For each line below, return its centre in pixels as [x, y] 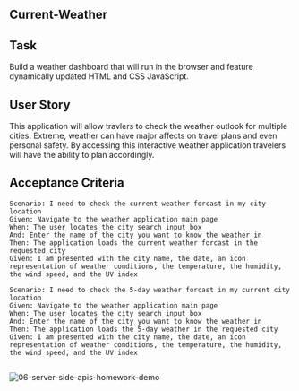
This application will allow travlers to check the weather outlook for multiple [149, 126]
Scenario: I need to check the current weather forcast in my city [138, 204]
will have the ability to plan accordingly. [82, 155]
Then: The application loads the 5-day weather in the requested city [144, 329]
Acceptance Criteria [67, 183]
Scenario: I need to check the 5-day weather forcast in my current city [150, 290]
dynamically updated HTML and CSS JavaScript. [99, 76]
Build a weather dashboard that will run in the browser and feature [131, 67]
